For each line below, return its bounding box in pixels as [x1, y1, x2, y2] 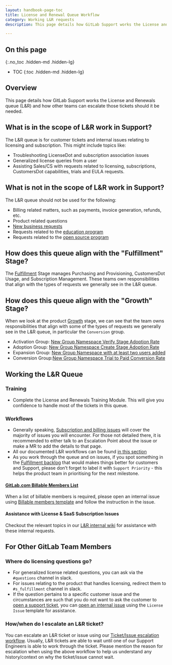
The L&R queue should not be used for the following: [5, 197, 117, 203]
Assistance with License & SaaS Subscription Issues [5, 511, 119, 517]
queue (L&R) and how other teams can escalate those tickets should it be [5, 103, 160, 109]
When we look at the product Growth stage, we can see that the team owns [5, 318, 165, 324]
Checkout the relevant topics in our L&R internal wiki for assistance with [5, 522, 157, 528]
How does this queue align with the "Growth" [5, 296, 153, 305]
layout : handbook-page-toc [5, 7, 63, 13]
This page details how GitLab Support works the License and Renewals [5, 97, 156, 103]
